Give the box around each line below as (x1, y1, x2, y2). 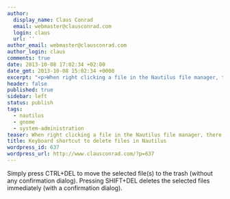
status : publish (7, 99, 53, 106)
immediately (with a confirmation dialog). (7, 183, 123, 192)
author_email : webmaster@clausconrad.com (7, 42, 127, 49)
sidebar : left (7, 93, 48, 100)
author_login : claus (7, 49, 66, 56)
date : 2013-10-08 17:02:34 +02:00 (7, 61, 106, 68)
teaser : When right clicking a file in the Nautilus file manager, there (7, 131, 222, 138)
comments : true (7, 55, 51, 62)
